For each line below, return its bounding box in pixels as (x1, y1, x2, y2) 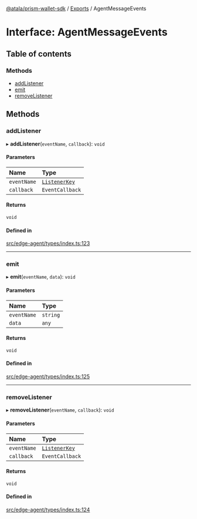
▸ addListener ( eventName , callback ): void (6, 140, 105, 147)
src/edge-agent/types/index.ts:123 (6, 240, 90, 247)
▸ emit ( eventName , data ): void (6, 273, 76, 281)
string (42, 311, 60, 318)
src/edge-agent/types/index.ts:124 (6, 506, 90, 513)
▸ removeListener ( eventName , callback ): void (6, 406, 114, 413)
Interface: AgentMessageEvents (6, 26, 168, 39)
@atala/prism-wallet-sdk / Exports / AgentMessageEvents (6, 5, 147, 12)
